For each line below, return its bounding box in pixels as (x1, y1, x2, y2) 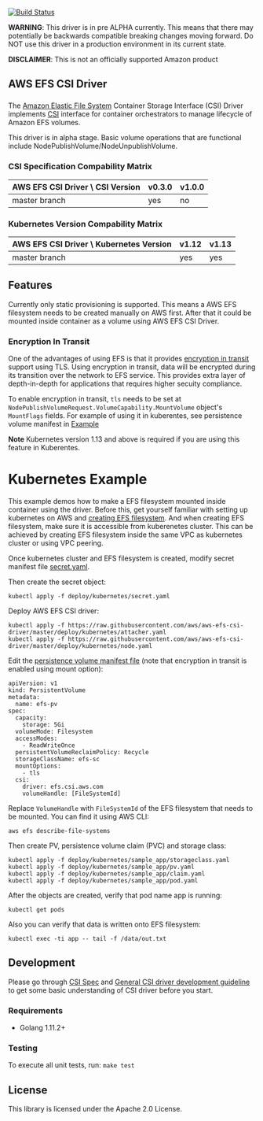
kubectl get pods (8, 905, 65, 913)
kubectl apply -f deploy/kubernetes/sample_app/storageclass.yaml (8, 856, 230, 864)
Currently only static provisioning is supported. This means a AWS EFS (8, 299, 237, 309)
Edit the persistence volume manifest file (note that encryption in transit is (8, 656, 247, 665)
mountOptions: (15, 762, 61, 770)
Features (8, 279, 53, 292)
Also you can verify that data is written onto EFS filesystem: (8, 919, 201, 929)
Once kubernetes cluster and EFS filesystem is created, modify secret (8, 553, 235, 563)
